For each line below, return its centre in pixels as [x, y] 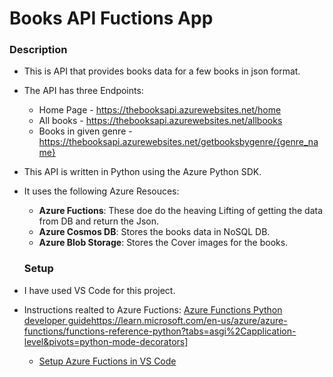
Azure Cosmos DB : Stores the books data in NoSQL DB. [154, 232]
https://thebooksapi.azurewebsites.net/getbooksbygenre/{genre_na [178, 142]
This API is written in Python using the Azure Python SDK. [142, 172]
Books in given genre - [85, 131]
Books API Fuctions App [111, 18]
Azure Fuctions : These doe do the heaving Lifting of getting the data [180, 211]
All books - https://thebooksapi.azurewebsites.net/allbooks [160, 121]
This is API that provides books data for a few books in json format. [162, 71]
